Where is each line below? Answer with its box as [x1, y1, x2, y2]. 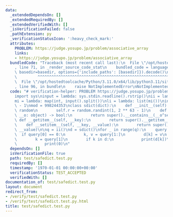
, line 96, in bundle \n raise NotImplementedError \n [14, 84, 137, 89]
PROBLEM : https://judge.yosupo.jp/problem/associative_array [14, 46, 148, 51]
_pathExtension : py [10, 31, 52, 37]
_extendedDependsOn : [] [10, 12, 61, 17]
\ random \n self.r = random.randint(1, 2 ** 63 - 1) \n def [14, 108, 167, 113]
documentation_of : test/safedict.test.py [5, 179, 96, 185]
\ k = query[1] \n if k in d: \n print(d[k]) [14, 137, 167, 142]
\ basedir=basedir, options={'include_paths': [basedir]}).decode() [14, 70, 165, 75]
